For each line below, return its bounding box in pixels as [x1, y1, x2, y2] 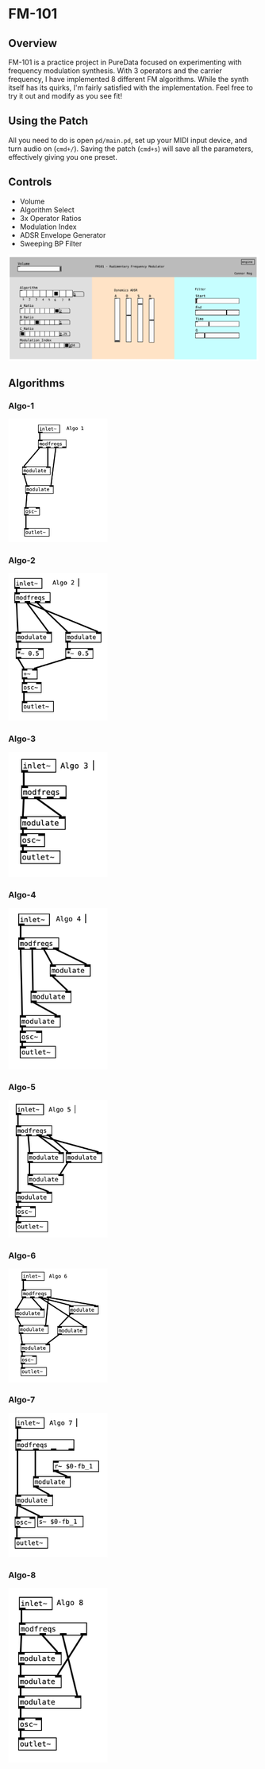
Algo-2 [8, 554, 36, 565]
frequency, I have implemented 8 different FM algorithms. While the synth [8, 75, 249, 83]
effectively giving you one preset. [8, 152, 117, 161]
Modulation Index [19, 222, 77, 231]
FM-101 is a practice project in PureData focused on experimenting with [8, 57, 242, 67]
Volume [19, 196, 45, 206]
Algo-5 [8, 1081, 36, 1092]
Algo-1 [8, 401, 34, 412]
